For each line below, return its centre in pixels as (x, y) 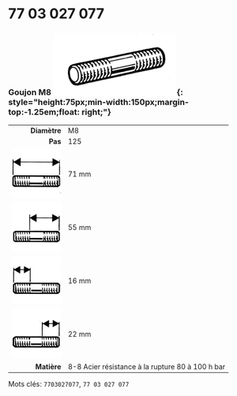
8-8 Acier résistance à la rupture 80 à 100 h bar (147, 366)
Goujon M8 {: (96, 92)
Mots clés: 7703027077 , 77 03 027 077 (69, 384)
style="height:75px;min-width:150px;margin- (99, 102)
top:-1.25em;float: (44, 112)
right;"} (97, 112)
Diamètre (46, 130)
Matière (48, 366)
